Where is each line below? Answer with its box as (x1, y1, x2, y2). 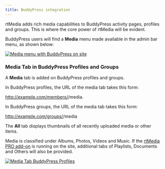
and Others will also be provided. (5, 148, 73, 155)
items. (5, 128, 18, 134)
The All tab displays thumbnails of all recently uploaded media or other (5, 123, 151, 129)
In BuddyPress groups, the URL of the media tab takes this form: (5, 103, 138, 110)
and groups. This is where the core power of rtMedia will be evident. (5, 26, 146, 32)
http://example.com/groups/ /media (5, 113, 77, 119)
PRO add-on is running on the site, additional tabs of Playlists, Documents (5, 143, 157, 149)
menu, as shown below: (5, 41, 54, 47)
